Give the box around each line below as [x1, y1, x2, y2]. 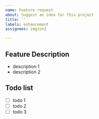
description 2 [12, 68, 41, 75]
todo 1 [12, 97, 26, 103]
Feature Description [5, 50, 70, 59]
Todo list [5, 84, 34, 92]
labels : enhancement [5, 21, 49, 27]
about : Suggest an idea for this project [5, 12, 94, 17]
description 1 [12, 63, 40, 69]
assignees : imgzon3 [5, 27, 47, 32]
